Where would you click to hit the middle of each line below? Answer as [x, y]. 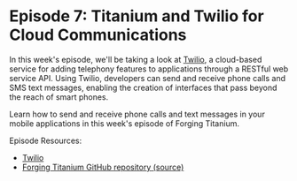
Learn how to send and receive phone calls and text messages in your [137, 114]
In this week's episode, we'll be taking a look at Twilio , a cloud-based [136, 59]
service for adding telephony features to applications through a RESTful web [149, 69]
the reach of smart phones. [59, 97]
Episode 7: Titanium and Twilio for [137, 16]
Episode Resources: [46, 140]
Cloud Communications [98, 35]
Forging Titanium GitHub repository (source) [103, 167]
